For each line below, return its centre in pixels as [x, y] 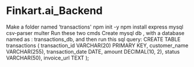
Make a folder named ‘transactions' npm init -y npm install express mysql [95, 27]
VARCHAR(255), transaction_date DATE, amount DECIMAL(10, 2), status [93, 51]
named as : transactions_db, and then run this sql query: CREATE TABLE [93, 39]
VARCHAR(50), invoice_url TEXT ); [48, 58]
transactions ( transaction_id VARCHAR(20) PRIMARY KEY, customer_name [97, 45]
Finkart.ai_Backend [54, 11]
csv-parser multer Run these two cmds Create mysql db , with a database [95, 33]
